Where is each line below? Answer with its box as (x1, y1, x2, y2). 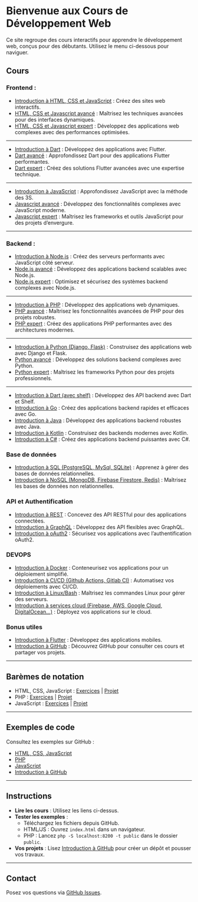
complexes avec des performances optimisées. (14, 128, 130, 135)
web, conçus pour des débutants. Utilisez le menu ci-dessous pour (6, 43, 169, 50)
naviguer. (6, 48, 29, 56)
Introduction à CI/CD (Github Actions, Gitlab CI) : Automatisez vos (14, 576, 174, 583)
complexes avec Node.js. (14, 284, 76, 291)
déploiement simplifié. (14, 570, 69, 577)
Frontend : (6, 84, 37, 92)
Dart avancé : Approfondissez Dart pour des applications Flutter (14, 152, 170, 159)
